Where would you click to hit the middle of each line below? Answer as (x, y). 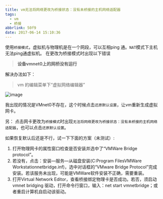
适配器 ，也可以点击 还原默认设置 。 (37, 128)
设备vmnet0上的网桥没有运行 (47, 64)
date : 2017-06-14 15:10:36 (33, 33)
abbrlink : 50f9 (21, 28)
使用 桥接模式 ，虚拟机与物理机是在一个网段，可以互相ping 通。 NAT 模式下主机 (81, 47)
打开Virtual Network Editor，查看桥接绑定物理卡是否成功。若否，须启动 (84, 179)
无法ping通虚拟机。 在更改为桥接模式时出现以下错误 (58, 53)
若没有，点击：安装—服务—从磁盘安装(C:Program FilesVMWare (77, 161)
